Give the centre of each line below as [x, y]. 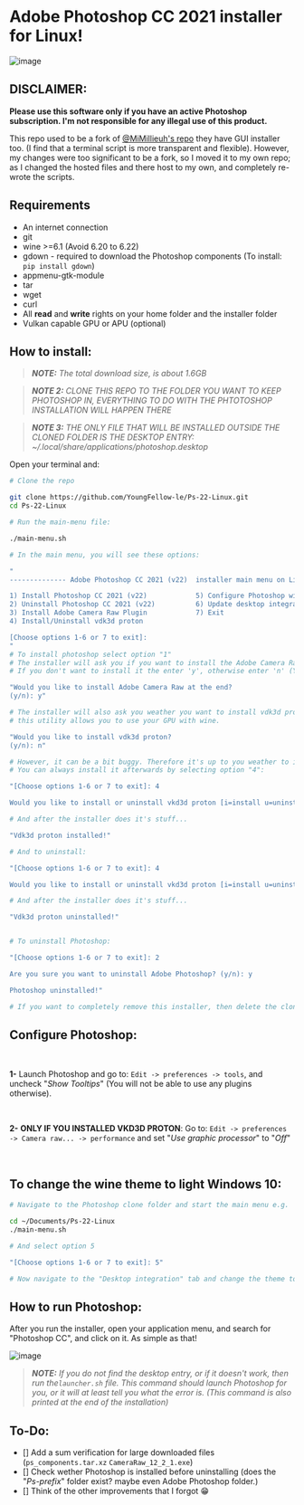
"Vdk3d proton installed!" [60, 835]
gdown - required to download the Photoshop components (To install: [152, 256]
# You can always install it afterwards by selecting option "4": [137, 770]
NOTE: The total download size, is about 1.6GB [119, 374]
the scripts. [54, 176]
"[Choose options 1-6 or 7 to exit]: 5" [87, 1262]
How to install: [51, 352]
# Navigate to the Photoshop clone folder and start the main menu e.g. [149, 1205]
